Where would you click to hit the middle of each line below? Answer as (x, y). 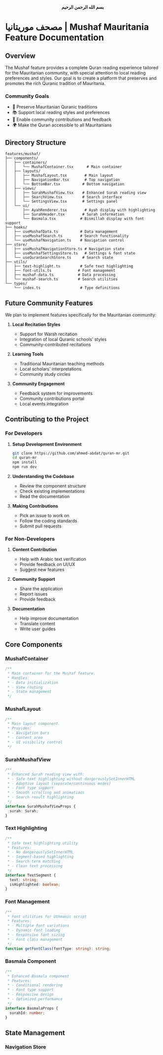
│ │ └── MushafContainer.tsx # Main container (64, 167)
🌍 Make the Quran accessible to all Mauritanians (62, 125)
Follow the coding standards (48, 521)
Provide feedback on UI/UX (47, 565)
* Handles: (18, 678)
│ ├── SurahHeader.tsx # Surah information (65, 214)
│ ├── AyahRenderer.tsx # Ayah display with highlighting (80, 210)
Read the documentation (45, 496)
